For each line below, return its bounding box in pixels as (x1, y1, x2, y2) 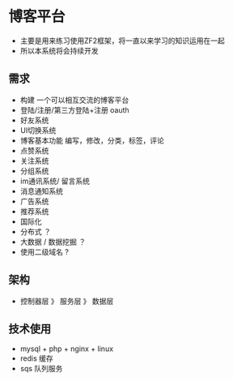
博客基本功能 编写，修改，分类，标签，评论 (19, 135, 164, 145)
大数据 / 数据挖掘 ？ (19, 237, 87, 246)
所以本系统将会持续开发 (19, 45, 99, 55)
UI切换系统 (19, 125, 57, 135)
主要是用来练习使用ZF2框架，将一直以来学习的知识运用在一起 (19, 36, 225, 45)
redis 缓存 (19, 353, 54, 363)
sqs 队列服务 (19, 364, 63, 374)
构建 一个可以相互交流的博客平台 (19, 95, 129, 105)
